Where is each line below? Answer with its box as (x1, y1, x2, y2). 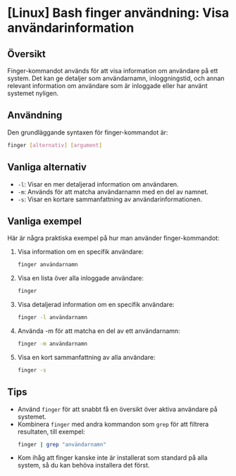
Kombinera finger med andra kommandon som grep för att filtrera (17, 420, 209, 428)
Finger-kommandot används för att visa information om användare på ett (7, 67, 218, 75)
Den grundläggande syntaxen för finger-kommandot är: (7, 128, 168, 137)
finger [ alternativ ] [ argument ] (7, 142, 102, 149)
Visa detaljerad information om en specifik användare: (17, 301, 175, 309)
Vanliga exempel (7, 215, 82, 227)
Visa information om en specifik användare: (17, 248, 144, 256)
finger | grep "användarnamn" (17, 441, 107, 448)
